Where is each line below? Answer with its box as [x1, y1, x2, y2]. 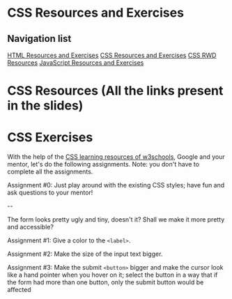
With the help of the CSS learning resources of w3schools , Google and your [7, 153, 225, 161]
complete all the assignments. [7, 167, 93, 176]
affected [7, 286, 31, 294]
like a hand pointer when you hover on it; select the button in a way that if [7, 270, 218, 279]
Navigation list [7, 33, 72, 45]
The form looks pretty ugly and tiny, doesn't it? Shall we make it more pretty [7, 215, 225, 224]
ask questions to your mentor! [7, 188, 93, 197]
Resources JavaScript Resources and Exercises [7, 59, 144, 67]
